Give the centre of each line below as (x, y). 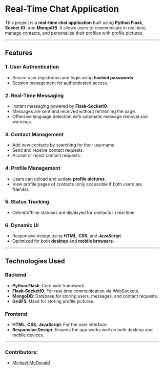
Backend (16, 275)
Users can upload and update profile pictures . (59, 179)
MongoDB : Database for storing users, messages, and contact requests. (85, 296)
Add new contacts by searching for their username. (64, 145)
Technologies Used (35, 261)
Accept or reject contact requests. (47, 156)
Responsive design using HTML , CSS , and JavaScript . (67, 236)
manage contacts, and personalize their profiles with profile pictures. (74, 33)
